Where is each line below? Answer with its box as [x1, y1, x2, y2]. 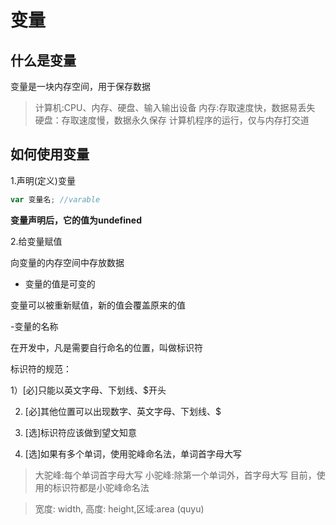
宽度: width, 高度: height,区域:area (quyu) [34, 502, 205, 515]
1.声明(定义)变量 [10, 174, 76, 186]
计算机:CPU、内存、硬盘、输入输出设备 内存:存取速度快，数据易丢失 [34, 102, 316, 113]
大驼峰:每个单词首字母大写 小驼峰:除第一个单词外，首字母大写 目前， [34, 469, 317, 481]
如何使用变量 [10, 146, 90, 163]
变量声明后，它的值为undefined [10, 214, 142, 226]
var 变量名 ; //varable [10, 194, 101, 205]
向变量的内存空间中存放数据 [10, 256, 125, 268]
